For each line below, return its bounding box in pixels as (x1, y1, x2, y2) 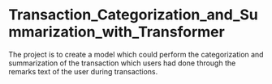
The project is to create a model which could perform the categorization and (8, 49, 264, 59)
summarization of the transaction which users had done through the (8, 58, 236, 68)
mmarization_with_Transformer (8, 23, 225, 41)
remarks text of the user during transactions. (8, 66, 158, 76)
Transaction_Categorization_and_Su (8, 6, 258, 24)
